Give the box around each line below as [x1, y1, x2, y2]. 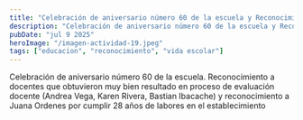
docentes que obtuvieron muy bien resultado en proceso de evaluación [9, 81, 275, 92]
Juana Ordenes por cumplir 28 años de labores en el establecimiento [9, 100, 266, 111]
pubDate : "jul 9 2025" [9, 30, 95, 39]
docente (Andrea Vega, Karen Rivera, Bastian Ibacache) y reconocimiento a [9, 91, 290, 102]
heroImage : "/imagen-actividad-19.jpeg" [9, 38, 164, 48]
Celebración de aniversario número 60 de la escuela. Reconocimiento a [9, 71, 275, 82]
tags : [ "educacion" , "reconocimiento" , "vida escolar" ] [9, 47, 224, 56]
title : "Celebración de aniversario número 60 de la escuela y [9, 13, 252, 23]
